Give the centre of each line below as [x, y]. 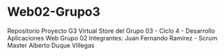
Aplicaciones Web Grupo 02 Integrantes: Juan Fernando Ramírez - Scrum [112, 38]
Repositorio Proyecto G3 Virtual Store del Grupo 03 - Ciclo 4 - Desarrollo [111, 31]
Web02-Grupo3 [54, 12]
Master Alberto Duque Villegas [51, 45]
